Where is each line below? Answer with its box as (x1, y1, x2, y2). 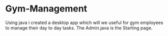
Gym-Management (5, 3, 88, 14)
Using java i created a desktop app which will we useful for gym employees (5, 19, 163, 25)
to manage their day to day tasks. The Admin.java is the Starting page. (5, 24, 153, 30)
